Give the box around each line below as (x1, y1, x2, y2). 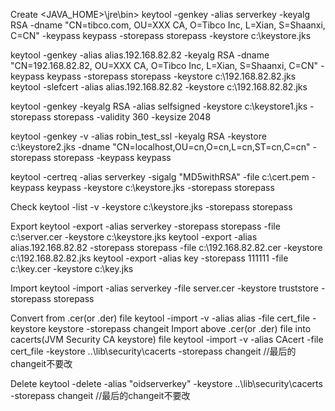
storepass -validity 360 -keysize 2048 (53, 111, 212, 123)
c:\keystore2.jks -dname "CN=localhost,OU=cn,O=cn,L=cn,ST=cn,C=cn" (10, 141, 311, 153)
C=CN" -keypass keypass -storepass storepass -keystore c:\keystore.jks (10, 30, 312, 41)
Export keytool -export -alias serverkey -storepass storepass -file (10, 220, 281, 232)
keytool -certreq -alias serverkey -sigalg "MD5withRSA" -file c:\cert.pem (10, 171, 310, 183)
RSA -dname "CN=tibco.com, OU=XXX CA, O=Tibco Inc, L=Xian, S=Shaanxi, (10, 19, 326, 31)
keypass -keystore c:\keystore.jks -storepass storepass (46, 182, 275, 193)
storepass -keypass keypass (53, 152, 172, 163)
